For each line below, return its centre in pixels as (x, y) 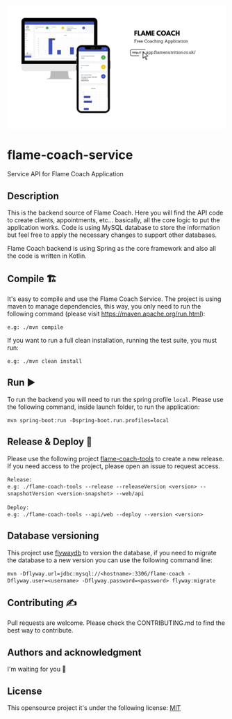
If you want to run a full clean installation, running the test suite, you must (112, 341)
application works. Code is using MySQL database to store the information (114, 228)
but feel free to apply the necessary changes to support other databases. (112, 235)
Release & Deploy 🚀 (50, 442)
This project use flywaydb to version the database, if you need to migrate (112, 552)
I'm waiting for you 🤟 (37, 669)
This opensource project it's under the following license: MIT (94, 708)
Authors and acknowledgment (74, 652)
